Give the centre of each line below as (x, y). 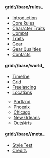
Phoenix (22, 107)
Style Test (22, 145)
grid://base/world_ (25, 65)
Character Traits (28, 28)
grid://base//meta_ (25, 134)
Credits (20, 150)
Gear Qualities (26, 49)
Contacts (21, 55)
